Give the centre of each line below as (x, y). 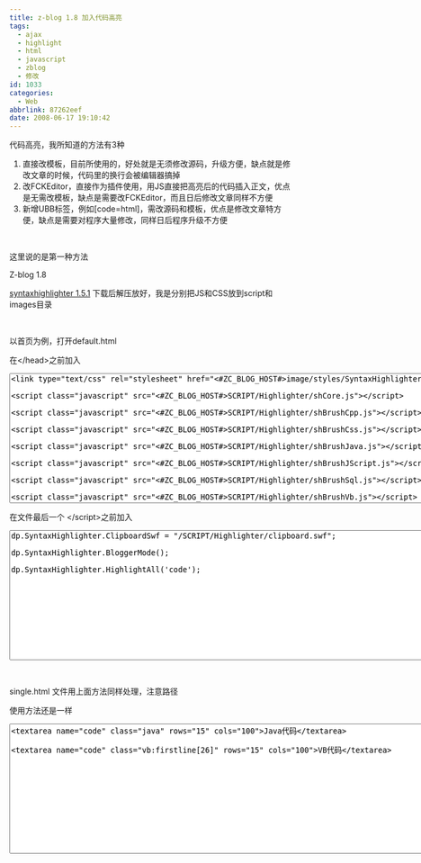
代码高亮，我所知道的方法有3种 (67, 145)
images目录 (31, 305)
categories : (31, 93)
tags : (19, 26)
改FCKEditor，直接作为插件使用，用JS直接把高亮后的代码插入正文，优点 (156, 186)
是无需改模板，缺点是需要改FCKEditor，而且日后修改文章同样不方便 (148, 198)
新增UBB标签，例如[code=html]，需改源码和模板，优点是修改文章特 (148, 209)
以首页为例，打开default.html (63, 341)
